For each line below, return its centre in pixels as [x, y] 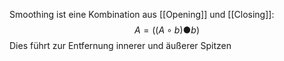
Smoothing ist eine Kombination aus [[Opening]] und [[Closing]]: [142, 14]
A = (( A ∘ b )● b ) [167, 30]
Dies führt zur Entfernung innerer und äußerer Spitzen [120, 45]
